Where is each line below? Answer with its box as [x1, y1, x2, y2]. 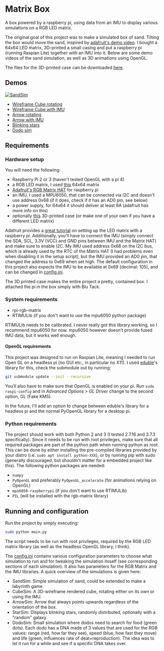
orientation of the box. [12, 604, 57, 610]
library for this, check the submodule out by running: [5, 364, 111, 370]
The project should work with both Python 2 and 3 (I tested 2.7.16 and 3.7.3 [5, 431, 156, 437]
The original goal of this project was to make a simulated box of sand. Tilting [5, 34, 159, 40]
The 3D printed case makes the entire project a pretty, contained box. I [5, 279, 148, 285]
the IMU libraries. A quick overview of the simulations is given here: [5, 568, 141, 574]
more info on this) [12, 208, 48, 214]
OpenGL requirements [5, 343, 51, 349]
